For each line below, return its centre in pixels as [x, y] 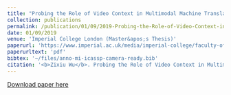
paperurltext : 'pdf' [37, 52]
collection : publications [44, 20]
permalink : [23, 26]
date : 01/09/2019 [32, 33]
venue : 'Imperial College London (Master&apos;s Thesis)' [92, 39]
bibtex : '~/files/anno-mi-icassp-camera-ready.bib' [82, 59]
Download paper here [38, 84]
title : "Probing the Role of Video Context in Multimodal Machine [104, 13]
